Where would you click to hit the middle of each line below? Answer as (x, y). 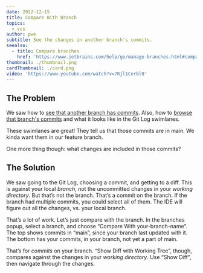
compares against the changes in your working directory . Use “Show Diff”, (99, 257)
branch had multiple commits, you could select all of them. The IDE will (95, 201)
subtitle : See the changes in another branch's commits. (79, 40)
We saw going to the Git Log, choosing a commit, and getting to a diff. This (99, 182)
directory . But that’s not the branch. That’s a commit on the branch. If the (97, 195)
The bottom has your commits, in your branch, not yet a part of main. (92, 239)
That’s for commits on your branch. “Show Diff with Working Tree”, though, (99, 251)
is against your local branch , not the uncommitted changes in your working (100, 188)
